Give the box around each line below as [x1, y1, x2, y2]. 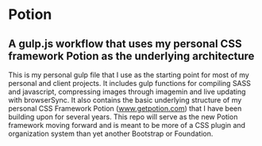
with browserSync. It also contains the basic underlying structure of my [8, 95, 242, 104]
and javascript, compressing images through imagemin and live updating [8, 87, 246, 96]
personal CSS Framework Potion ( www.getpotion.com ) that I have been [8, 104, 242, 113]
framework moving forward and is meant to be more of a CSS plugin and [8, 121, 246, 129]
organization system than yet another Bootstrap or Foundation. [8, 129, 214, 138]
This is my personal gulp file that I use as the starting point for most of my [8, 70, 250, 80]
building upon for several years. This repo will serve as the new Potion [8, 112, 238, 122]
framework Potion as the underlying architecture [8, 49, 255, 62]
